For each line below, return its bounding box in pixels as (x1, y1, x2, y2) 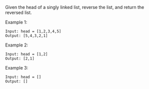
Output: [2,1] (5, 56, 35, 61)
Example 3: (5, 65, 28, 70)
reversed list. (5, 9, 32, 15)
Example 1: (5, 19, 27, 25)
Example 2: (5, 42, 28, 48)
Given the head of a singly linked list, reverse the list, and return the (5, 4, 144, 10)
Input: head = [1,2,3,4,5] (5, 29, 61, 34)
